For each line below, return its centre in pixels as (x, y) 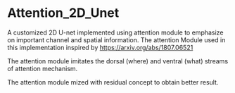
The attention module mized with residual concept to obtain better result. (113, 82)
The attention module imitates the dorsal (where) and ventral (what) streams (118, 61)
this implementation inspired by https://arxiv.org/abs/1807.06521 (100, 47)
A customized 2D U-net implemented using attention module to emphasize (115, 32)
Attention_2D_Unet (63, 13)
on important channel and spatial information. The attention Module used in (116, 39)
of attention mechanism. (43, 68)
